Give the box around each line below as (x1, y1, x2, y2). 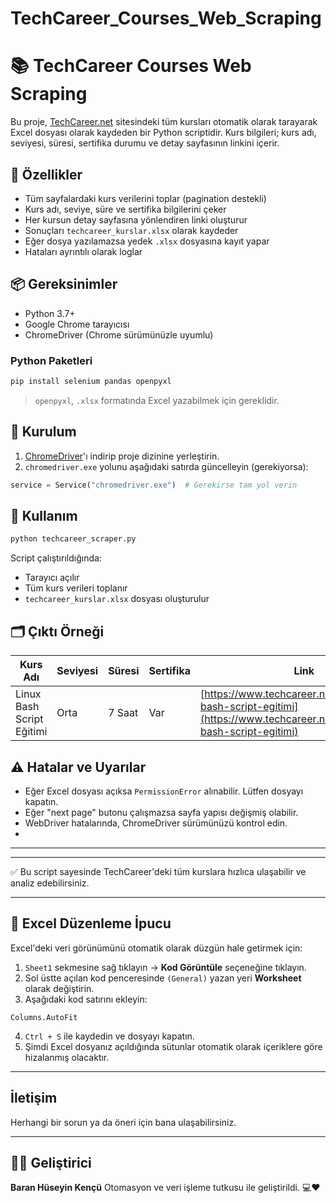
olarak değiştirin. (24, 982, 95, 994)
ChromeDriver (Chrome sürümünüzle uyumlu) (24, 328, 214, 341)
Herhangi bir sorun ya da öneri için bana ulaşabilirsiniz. (10, 1116, 237, 1128)
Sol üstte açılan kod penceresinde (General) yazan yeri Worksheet (24, 972, 302, 984)
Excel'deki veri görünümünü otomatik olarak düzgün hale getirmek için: (10, 942, 303, 954)
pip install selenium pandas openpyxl (10, 377, 172, 387)
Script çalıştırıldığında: (10, 552, 102, 564)
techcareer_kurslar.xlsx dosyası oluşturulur (24, 593, 210, 605)
